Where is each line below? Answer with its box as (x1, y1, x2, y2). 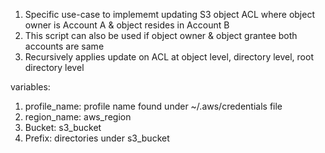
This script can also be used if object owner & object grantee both (24, 30, 298, 41)
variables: (10, 81, 51, 93)
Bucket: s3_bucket (24, 122, 102, 133)
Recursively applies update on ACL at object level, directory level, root (24, 51, 314, 63)
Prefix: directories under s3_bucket (24, 132, 170, 144)
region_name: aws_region (24, 111, 132, 123)
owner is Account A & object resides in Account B (24, 19, 230, 31)
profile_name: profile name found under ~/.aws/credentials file (24, 100, 283, 112)
